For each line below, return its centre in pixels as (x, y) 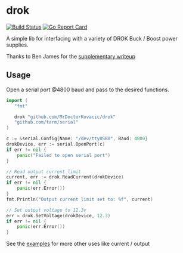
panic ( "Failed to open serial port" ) (64, 155)
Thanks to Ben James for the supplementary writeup (71, 56)
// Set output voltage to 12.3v (46, 210)
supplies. (17, 45)
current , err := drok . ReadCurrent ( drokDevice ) (65, 177)
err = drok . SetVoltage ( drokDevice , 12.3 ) (58, 215)
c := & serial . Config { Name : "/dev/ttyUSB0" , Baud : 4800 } (77, 139)
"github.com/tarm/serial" (46, 122)
